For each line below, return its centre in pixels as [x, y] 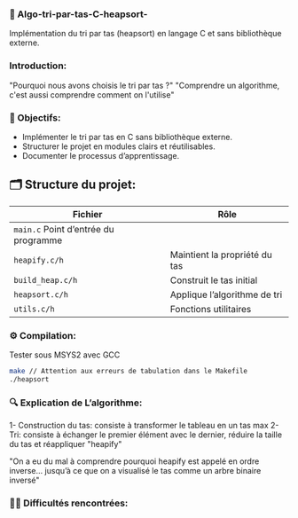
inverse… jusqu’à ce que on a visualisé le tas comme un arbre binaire [135, 471]
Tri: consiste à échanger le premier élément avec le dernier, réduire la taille [145, 435]
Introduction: [38, 66]
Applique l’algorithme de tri [226, 294]
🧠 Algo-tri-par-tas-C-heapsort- [78, 14]
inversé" [24, 480]
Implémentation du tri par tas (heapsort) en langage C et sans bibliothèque [145, 34]
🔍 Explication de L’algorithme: [76, 403]
